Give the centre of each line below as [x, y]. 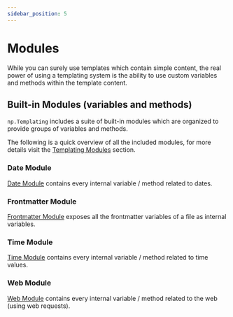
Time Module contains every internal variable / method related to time [108, 258]
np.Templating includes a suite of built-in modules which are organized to [113, 121]
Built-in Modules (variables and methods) [100, 105]
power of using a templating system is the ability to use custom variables [112, 75]
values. [17, 265]
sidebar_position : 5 [37, 14]
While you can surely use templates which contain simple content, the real [114, 68]
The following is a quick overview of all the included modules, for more [109, 142]
